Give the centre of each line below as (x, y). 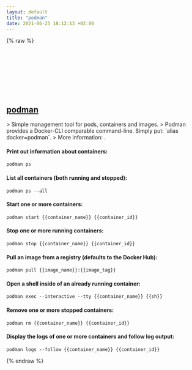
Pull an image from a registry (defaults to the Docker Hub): (82, 257)
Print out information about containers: (57, 151)
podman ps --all (27, 191)
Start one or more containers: (45, 204)
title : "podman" (27, 18)
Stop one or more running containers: (55, 231)
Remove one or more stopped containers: (60, 310)
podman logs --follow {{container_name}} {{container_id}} (83, 349)
